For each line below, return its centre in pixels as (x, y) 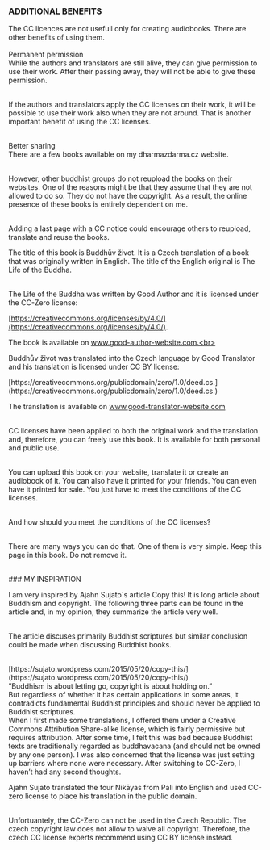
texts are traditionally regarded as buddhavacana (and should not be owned (134, 746)
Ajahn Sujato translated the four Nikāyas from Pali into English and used (127, 788)
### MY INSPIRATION (45, 580)
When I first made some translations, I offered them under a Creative (122, 721)
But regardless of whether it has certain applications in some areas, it (124, 695)
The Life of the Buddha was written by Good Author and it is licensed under (134, 294)
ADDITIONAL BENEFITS (55, 11)
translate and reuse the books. (59, 237)
